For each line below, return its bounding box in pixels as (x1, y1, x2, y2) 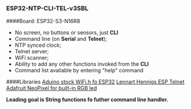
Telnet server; (14, 48, 49, 55)
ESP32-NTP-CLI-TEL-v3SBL (6, 4, 89, 12)
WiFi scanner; (14, 54, 49, 62)
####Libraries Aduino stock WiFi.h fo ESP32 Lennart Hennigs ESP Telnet (6, 78, 185, 85)
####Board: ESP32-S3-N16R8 (6, 18, 81, 25)
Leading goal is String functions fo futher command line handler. (6, 96, 169, 103)
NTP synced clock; (14, 41, 62, 49)
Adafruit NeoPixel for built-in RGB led (6, 85, 97, 92)
